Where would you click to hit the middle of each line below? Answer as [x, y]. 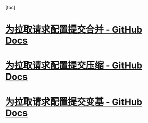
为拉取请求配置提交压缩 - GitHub [74, 66]
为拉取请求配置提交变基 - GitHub [74, 102]
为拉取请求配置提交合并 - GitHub [74, 30]
